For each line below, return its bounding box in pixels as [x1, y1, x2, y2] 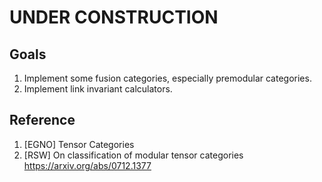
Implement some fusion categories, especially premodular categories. [23, 72, 312, 84]
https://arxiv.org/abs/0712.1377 [23, 159, 152, 171]
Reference [9, 112, 76, 129]
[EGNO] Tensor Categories [23, 138, 135, 150]
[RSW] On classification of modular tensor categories [23, 149, 244, 161]
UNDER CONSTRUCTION [9, 6, 219, 29]
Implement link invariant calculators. [23, 83, 173, 95]
